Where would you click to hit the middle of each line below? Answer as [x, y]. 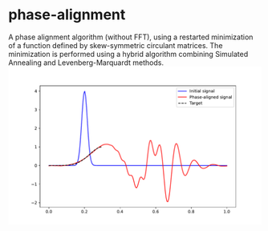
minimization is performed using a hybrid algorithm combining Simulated [128, 54]
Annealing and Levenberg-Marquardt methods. [86, 63]
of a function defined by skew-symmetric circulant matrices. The [116, 45]
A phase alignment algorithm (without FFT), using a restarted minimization [131, 37]
